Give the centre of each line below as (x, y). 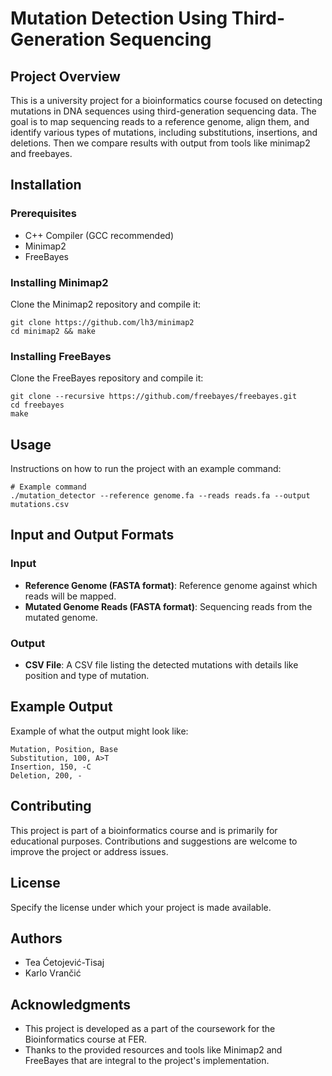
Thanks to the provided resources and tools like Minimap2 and (153, 1050)
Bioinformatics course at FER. (86, 1039)
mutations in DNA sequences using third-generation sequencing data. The (163, 111)
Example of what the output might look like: (99, 731)
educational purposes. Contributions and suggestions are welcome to (154, 841)
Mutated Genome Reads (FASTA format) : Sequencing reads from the (168, 606)
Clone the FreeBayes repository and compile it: (107, 378)
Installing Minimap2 (59, 282)
